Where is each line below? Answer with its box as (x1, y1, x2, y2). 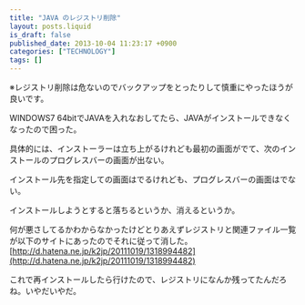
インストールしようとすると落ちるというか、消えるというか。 (9, 205, 240, 215)
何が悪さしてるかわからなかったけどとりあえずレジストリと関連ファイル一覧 (9, 224, 297, 235)
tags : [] (9, 56, 43, 65)
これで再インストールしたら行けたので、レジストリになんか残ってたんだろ (9, 274, 288, 285)
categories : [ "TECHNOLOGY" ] (9, 47, 117, 56)
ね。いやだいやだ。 (9, 286, 82, 296)
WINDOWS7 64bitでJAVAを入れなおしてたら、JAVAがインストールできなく (9, 113, 291, 123)
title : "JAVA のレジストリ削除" (9, 13, 121, 23)
